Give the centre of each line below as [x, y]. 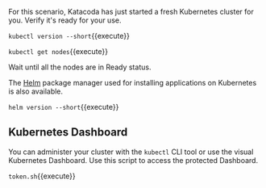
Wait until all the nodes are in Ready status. [80, 67]
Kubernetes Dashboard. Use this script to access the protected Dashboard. [133, 160]
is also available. [35, 91]
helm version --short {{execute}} [64, 107]
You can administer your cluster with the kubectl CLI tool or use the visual [131, 152]
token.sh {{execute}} [42, 176]
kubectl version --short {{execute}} [69, 36]
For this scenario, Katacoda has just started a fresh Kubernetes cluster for [131, 12]
